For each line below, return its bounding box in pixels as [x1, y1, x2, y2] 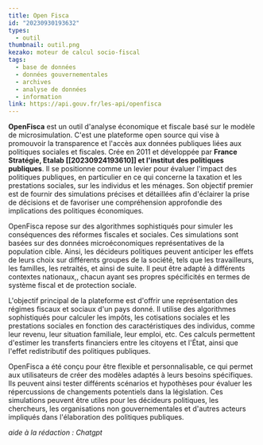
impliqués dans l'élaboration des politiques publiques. [8, 412, 184, 422]
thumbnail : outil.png [8, 41, 80, 49]
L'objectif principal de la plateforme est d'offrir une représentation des [8, 296, 238, 305]
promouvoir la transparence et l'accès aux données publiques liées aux [8, 139, 242, 148]
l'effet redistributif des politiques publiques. [8, 347, 151, 356]
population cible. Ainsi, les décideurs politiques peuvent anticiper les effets [8, 247, 254, 256]
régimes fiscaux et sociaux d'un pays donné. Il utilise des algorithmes [8, 305, 237, 314]
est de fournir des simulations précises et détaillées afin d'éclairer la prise [8, 190, 250, 199]
